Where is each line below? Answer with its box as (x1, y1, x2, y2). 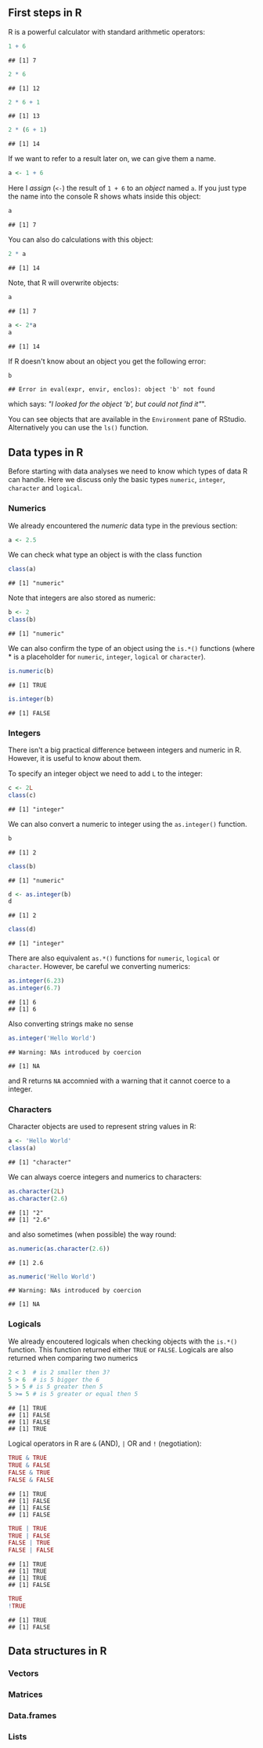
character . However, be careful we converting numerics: (8, 962, 190, 971)
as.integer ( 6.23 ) (8, 977, 65, 985)
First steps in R (8, 6, 82, 20)
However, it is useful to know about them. (8, 754, 142, 763)
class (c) (8, 791, 37, 799)
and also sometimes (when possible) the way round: (8, 1229, 177, 1239)
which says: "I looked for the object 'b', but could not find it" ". (8, 400, 207, 409)
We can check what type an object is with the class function (8, 550, 202, 560)
